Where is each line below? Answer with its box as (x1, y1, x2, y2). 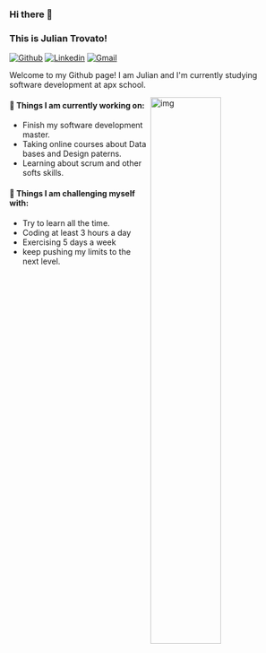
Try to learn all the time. (21, 217, 110, 228)
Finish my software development (21, 120, 143, 131)
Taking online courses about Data (21, 139, 147, 150)
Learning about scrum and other (21, 158, 142, 169)
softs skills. (21, 168, 64, 178)
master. (21, 129, 51, 140)
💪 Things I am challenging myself (9, 188, 136, 199)
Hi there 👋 (9, 8, 54, 21)
